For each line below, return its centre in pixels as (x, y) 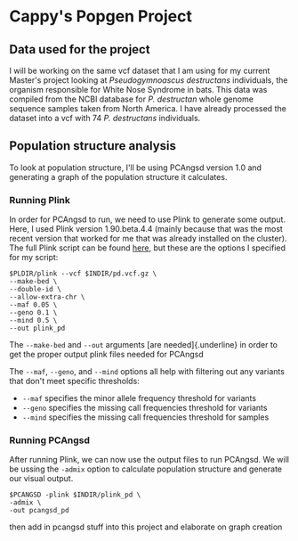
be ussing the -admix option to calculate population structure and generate (146, 469)
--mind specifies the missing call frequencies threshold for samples (145, 417)
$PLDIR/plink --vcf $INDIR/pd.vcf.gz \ (83, 274)
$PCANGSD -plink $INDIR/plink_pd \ (75, 495)
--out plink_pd (37, 328)
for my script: (34, 258)
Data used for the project (80, 49)
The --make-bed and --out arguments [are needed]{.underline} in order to (144, 345)
